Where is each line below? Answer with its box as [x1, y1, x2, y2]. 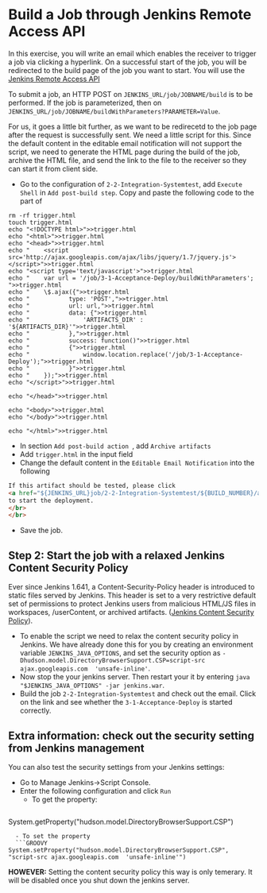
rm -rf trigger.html [8, 211, 77, 219]
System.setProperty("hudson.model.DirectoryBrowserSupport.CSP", [8, 846, 229, 854]
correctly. [19, 706, 52, 716]
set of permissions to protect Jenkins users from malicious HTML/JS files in [8, 599, 257, 609]
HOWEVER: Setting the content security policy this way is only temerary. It [8, 867, 253, 876]
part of [19, 196, 42, 206]
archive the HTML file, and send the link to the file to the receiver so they [8, 155, 247, 164]
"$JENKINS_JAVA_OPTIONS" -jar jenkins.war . [19, 681, 165, 690]
